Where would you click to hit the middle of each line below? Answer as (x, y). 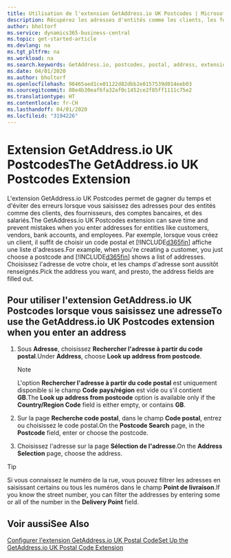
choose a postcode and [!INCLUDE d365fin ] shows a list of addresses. (106, 257)
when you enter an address (67, 332)
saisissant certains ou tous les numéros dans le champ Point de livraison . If (113, 487)
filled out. (21, 279)
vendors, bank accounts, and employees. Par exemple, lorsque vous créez (113, 235)
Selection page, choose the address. (69, 453)
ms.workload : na (30, 58)
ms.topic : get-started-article (52, 39)
